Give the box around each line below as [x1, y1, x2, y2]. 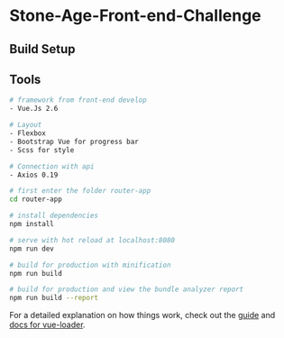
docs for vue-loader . [9, 319, 86, 330]
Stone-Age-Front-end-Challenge [9, 5, 261, 26]
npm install [9, 220, 54, 229]
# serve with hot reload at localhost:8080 [9, 235, 176, 244]
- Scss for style [9, 145, 75, 154]
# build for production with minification [9, 260, 171, 269]
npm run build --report [9, 294, 99, 303]
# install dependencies [9, 211, 99, 221]
